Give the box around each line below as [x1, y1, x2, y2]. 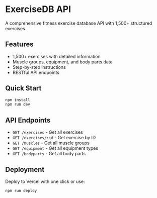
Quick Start [5, 84, 42, 92]
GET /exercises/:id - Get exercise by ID [12, 135, 96, 141]
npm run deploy [5, 188, 37, 193]
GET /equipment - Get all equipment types [12, 145, 99, 151]
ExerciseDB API [5, 4, 71, 15]
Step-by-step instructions [12, 64, 66, 70]
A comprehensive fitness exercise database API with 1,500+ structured [5, 20, 152, 26]
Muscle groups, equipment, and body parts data [12, 59, 113, 65]
